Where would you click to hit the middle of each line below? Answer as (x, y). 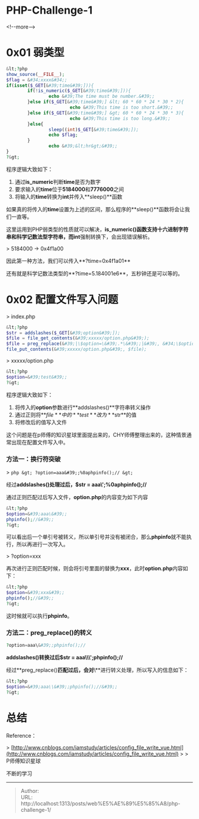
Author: (30, 791)
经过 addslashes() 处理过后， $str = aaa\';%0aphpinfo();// (76, 484)
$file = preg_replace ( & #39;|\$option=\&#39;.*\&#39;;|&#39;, (83, 344)
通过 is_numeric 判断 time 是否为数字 (57, 182)
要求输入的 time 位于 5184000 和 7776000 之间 (69, 189)
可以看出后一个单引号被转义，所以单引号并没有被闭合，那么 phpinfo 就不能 (96, 537)
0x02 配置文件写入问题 (62, 299)
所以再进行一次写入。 (42, 544)
